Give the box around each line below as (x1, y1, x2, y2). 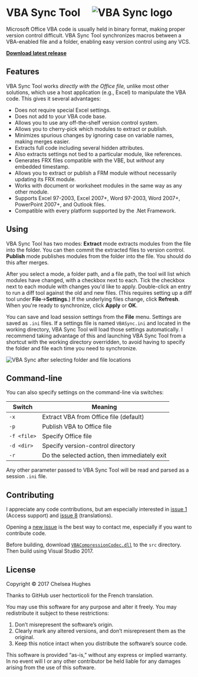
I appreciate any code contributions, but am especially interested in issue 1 (6, 506, 187, 513)
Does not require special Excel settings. (14, 107, 111, 114)
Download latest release (6, 49, 67, 56)
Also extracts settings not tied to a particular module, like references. (14, 150, 183, 157)
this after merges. (6, 259, 49, 266)
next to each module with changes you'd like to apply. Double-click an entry (6, 283, 191, 290)
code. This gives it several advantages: (6, 95, 101, 102)
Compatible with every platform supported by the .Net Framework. (14, 207, 176, 214)
